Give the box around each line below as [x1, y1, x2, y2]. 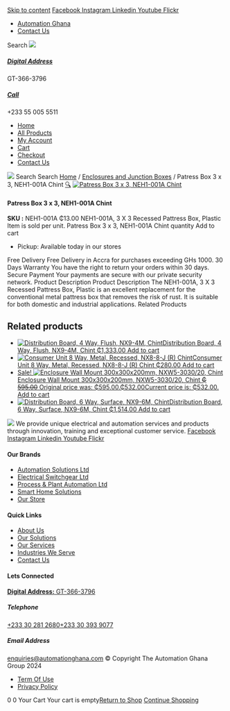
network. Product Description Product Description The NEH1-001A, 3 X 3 [7, 278, 215, 287]
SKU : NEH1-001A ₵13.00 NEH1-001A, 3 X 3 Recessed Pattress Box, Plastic [7, 215, 222, 223]
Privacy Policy [17, 682, 58, 690]
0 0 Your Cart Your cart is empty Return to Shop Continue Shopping [7, 696, 199, 704]
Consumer [192, 353, 222, 362]
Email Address [7, 637, 51, 645]
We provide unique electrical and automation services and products [15, 419, 209, 428]
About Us [17, 526, 45, 535]
